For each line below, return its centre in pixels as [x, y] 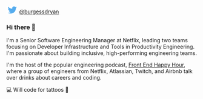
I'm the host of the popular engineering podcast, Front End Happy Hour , [96, 65]
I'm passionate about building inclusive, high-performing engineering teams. [102, 53]
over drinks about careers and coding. [54, 78]
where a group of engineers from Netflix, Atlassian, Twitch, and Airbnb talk [99, 71]
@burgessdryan [39, 11]
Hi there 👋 [21, 27]
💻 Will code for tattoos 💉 [38, 90]
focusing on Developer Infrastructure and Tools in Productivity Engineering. [101, 47]
